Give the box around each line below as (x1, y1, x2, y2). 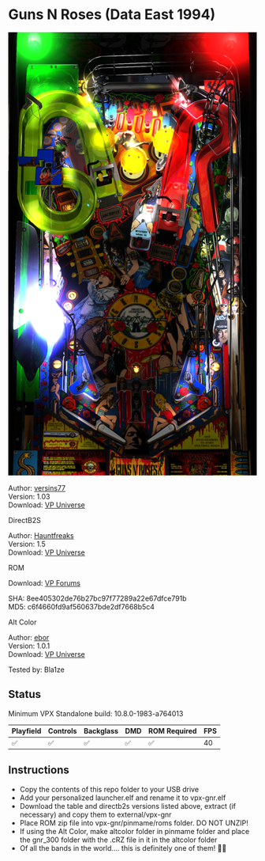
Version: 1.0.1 (8, 641, 50, 650)
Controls (47, 726, 77, 736)
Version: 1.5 (8, 539, 46, 548)
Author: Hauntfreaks (8, 530, 74, 540)
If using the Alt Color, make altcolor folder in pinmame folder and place (19, 826, 250, 836)
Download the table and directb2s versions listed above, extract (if (19, 801, 237, 810)
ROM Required (148, 726, 197, 736)
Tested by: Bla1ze (8, 665, 65, 674)
